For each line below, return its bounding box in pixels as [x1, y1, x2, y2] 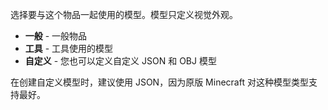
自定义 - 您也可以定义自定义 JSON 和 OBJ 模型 [24, 55, 217, 67]
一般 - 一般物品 [24, 30, 88, 42]
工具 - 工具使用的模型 [24, 43, 114, 54]
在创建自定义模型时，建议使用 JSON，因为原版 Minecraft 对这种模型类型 [10, 76, 309, 88]
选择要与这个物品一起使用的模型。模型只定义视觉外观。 [10, 9, 238, 20]
